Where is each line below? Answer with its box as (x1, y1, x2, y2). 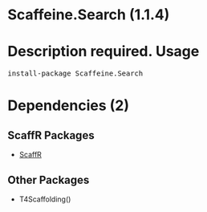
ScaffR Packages (7, 128, 95, 142)
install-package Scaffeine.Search (7, 69, 144, 78)
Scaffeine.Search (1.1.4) (7, 6, 170, 24)
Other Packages (7, 173, 90, 186)
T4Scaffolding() (18, 194, 71, 204)
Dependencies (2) (7, 96, 130, 115)
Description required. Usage (7, 43, 200, 61)
